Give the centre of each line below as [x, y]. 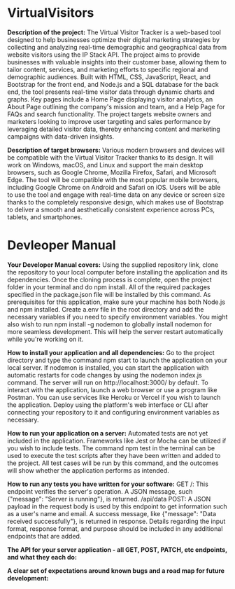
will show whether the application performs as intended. [88, 470]
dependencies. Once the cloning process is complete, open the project [109, 279]
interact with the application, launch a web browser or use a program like [112, 389]
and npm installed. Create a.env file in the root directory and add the [106, 309]
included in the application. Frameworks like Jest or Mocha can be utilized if [117, 441]
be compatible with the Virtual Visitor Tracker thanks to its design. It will [111, 157]
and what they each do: [42, 557]
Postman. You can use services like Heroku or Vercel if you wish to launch [114, 397]
